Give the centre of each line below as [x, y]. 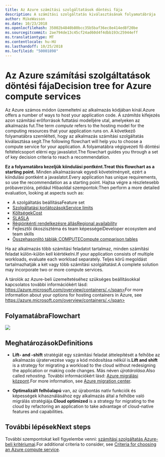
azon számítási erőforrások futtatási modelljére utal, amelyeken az [73, 120]
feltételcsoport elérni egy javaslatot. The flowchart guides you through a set [82, 152]
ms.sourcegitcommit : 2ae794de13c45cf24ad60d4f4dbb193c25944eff [72, 33]
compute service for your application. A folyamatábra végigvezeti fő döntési [82, 147]
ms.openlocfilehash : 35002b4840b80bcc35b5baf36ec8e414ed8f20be [72, 28]
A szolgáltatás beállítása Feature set [48, 202]
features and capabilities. [38, 412]
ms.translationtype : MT [30, 38]
